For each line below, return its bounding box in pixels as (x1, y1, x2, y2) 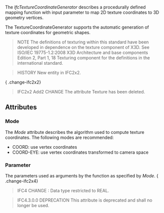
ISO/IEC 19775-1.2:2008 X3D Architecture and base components (17, 49, 148, 55)
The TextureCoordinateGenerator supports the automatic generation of (5, 24, 149, 30)
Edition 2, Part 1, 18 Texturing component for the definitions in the (17, 55, 150, 61)
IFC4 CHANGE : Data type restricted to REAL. (17, 187, 109, 193)
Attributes (5, 103, 37, 112)
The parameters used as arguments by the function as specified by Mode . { (5, 172, 159, 178)
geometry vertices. (5, 15, 44, 20)
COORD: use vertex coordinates (12, 144, 77, 150)
